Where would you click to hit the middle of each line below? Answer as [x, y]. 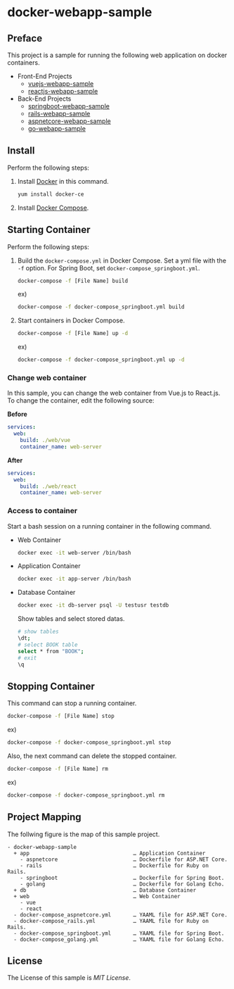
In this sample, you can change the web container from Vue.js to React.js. [114, 393]
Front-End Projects [45, 76]
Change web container [47, 377]
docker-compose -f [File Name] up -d [73, 334]
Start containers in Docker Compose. [71, 320]
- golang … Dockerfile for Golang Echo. [122, 884]
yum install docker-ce [51, 194]
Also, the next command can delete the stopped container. [92, 756]
